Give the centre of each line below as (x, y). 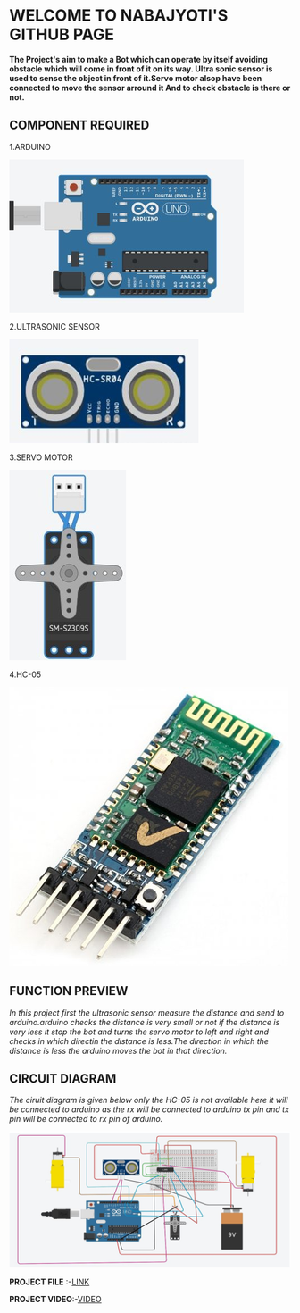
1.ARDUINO (30, 146)
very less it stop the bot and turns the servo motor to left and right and (139, 1032)
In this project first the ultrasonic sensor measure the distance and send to (147, 1012)
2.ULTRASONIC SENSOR (55, 326)
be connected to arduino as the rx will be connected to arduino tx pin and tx (150, 1109)
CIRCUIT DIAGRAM (63, 1079)
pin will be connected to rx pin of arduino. (86, 1119)
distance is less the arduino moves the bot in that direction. (118, 1050)
